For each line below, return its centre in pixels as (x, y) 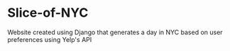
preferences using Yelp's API (50, 39)
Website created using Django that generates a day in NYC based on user (115, 32)
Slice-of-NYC (48, 13)
